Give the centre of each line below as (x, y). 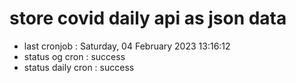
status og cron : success (74, 56)
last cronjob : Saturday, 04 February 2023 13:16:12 (127, 46)
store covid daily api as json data (148, 18)
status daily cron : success (79, 67)
